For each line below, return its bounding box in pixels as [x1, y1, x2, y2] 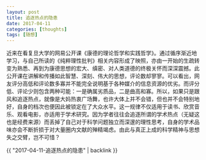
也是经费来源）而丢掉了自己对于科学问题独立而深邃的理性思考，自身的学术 [6, 118, 194, 126]
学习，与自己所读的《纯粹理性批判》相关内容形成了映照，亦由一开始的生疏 [6, 57, 194, 64]
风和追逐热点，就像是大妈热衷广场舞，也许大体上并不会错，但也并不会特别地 [6, 96, 200, 103]
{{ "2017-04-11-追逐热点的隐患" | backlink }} [6, 147, 118, 154]
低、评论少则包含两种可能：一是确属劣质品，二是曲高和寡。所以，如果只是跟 [6, 88, 200, 95]
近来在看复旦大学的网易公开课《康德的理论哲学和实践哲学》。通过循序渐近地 [6, 50, 197, 57]
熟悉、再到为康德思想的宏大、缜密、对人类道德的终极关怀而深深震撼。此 [17, 65, 200, 72]
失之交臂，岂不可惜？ [6, 134, 60, 141]
